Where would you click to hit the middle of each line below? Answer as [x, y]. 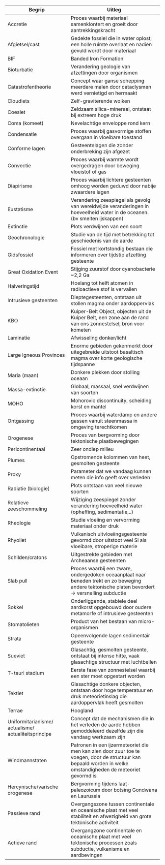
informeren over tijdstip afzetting [108, 255]
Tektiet [15, 693]
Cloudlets [19, 101]
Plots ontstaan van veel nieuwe [106, 485]
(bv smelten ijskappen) [97, 218]
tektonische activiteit [95, 822]
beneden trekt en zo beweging [106, 581]
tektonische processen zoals [104, 843]
